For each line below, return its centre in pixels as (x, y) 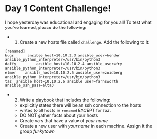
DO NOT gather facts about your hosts (59, 115)
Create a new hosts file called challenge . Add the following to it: (84, 42)
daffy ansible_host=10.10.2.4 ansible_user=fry (64, 64)
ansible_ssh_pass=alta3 (30, 85)
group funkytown (37, 131)
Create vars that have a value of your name (64, 120)
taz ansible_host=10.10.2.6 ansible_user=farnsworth (62, 81)
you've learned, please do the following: (46, 27)
